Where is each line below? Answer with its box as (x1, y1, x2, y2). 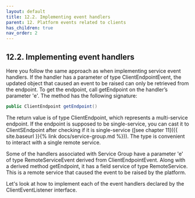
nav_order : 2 (6, 30, 38, 36)
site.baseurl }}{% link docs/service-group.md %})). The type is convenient (6, 133, 185, 140)
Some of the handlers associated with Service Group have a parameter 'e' (6, 150, 183, 157)
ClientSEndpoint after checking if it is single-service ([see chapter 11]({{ (6, 126, 178, 133)
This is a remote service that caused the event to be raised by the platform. (6, 169, 186, 176)
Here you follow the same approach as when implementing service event (6, 67, 182, 74)
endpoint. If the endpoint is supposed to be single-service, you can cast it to (6, 120, 189, 127)
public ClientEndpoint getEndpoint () (6, 103, 98, 109)
